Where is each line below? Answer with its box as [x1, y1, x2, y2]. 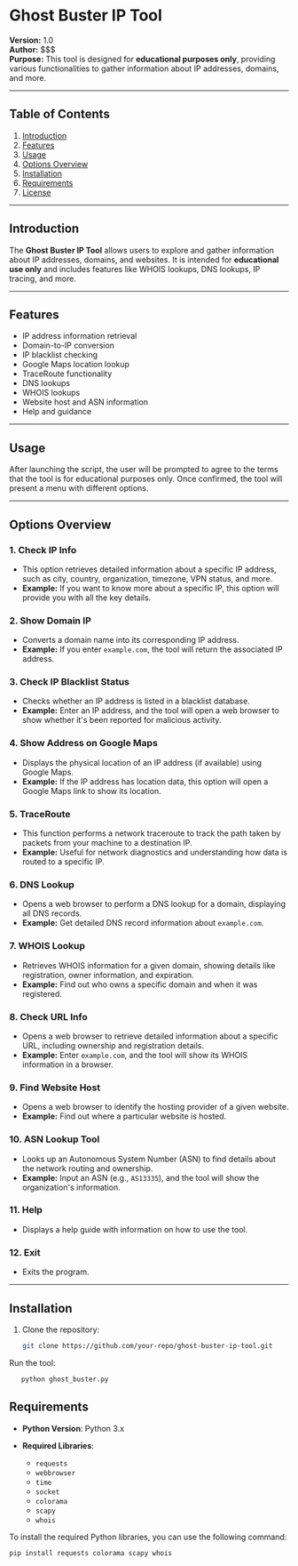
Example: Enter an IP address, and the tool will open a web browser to [21, 705, 279, 716]
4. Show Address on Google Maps [9, 737, 158, 750]
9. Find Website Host [9, 1081, 101, 1094]
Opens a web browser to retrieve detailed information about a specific [21, 1031, 278, 1041]
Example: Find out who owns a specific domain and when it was [21, 979, 258, 990]
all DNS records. [21, 908, 82, 919]
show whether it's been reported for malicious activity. [21, 715, 222, 726]
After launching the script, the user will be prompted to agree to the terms [9, 464, 278, 475]
